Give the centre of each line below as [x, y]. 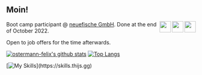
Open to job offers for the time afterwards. [59, 42]
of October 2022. [28, 31]
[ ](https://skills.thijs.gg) [49, 65]
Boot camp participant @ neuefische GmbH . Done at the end [81, 24]
